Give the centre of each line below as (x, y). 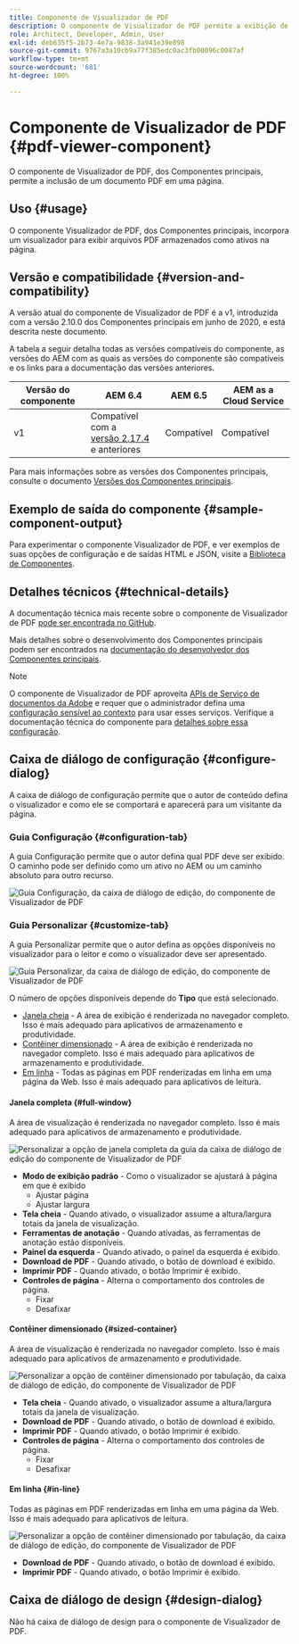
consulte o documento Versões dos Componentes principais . (121, 481)
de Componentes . (42, 564)
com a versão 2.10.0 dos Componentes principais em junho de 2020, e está (148, 322)
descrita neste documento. (59, 332)
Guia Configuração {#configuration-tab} (99, 837)
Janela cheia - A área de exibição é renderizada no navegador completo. (156, 1016)
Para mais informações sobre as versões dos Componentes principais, (139, 472)
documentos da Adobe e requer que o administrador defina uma (127, 702)
